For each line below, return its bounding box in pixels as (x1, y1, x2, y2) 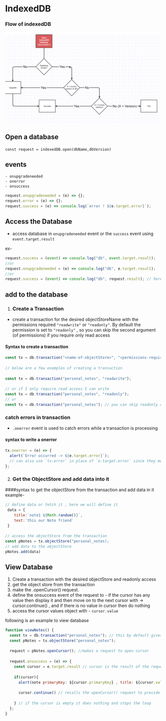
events (5, 161, 27, 169)
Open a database (5, 133, 59, 141)
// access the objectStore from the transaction (5, 534, 107, 539)
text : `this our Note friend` (14, 518, 74, 523)
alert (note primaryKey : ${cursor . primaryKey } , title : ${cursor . (18, 680, 156, 685)
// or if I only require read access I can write (5, 387, 110, 391)
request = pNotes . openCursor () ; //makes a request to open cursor (9, 649, 149, 654)
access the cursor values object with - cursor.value (12, 608, 119, 613)
